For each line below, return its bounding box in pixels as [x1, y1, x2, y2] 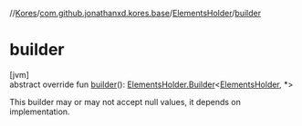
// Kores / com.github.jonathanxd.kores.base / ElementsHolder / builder [9, 8, 262, 18]
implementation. [9, 106, 70, 117]
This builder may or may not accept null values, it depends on [9, 96, 242, 107]
